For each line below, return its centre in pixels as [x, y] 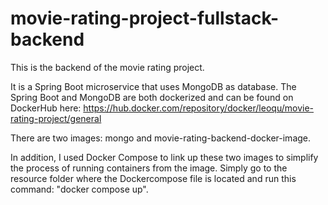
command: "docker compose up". [79, 189]
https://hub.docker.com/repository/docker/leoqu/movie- [198, 108]
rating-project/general [56, 118]
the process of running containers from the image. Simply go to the [149, 168]
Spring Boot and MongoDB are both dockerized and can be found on [152, 97]
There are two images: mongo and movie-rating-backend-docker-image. [161, 138]
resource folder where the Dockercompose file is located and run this [153, 178]
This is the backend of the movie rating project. [107, 67]
